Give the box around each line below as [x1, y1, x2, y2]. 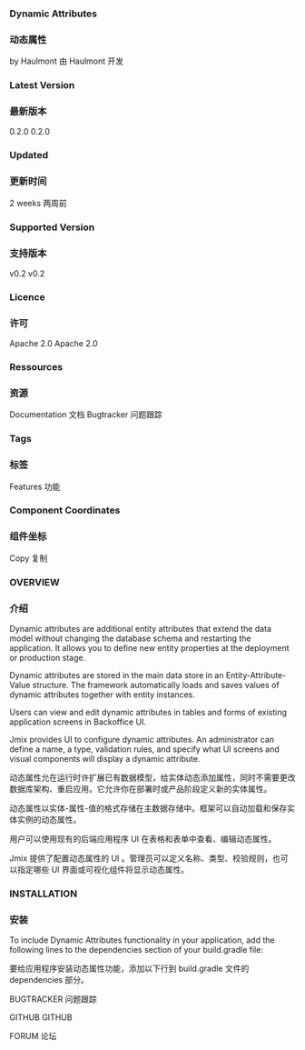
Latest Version [9, 79, 75, 92]
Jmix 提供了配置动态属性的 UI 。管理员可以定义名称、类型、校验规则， [9, 853, 273, 864]
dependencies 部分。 [9, 975, 89, 985]
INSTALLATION [9, 887, 78, 900]
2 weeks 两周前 [9, 197, 68, 208]
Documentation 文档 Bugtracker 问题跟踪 [9, 409, 162, 420]
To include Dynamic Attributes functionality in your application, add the [9, 935, 275, 945]
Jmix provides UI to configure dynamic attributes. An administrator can [9, 734, 275, 745]
